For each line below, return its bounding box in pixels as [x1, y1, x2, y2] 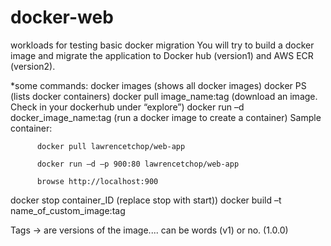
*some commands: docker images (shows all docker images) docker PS [10, 79, 307, 91]
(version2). [10, 60, 56, 72]
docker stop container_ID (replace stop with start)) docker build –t [10, 194, 282, 206]
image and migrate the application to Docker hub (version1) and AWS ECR [10, 49, 314, 61]
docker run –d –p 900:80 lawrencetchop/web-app [36, 159, 240, 169]
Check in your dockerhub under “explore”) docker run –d [10, 101, 245, 113]
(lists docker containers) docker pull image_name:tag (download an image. [10, 90, 318, 102]
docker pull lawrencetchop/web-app [36, 141, 186, 151]
